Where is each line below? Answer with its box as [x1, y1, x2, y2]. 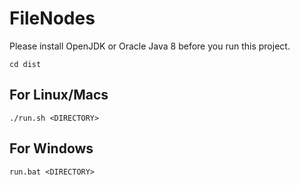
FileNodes [9, 7, 96, 30]
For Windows [9, 140, 94, 157]
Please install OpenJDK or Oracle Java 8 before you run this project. [9, 40, 291, 52]
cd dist [9, 59, 42, 69]
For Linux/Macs [9, 87, 109, 104]
